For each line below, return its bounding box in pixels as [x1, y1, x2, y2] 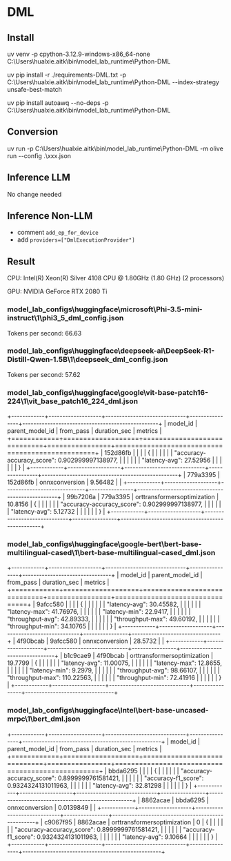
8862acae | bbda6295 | [141, 795, 209, 804]
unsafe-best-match [7, 86, 62, 93]
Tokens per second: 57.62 [7, 370, 81, 378]
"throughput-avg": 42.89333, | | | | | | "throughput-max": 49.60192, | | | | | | [7, 615, 220, 623]
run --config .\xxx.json [7, 151, 71, 159]
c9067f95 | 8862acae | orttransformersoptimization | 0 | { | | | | [44, 818, 223, 826]
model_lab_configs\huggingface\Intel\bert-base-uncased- [7, 706, 209, 715]
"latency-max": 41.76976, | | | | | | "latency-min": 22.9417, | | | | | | [7, 608, 191, 616]
